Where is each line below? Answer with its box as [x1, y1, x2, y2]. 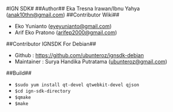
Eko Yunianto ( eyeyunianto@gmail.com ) [14, 23, 112, 29]
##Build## [6, 70, 32, 76]
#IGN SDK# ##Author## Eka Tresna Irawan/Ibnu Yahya [6, 5, 140, 12]
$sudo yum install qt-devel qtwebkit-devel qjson [14, 82, 140, 88]
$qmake [14, 94, 31, 100]
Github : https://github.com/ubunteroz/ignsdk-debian [14, 52, 144, 58]
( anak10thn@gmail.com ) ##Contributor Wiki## [6, 11, 120, 18]
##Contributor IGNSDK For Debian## [6, 41, 96, 47]
